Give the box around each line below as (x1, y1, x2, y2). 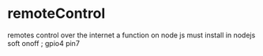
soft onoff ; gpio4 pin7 (7, 38, 81, 47)
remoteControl (7, 5, 106, 23)
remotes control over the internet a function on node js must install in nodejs (7, 30, 256, 40)
